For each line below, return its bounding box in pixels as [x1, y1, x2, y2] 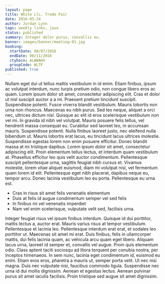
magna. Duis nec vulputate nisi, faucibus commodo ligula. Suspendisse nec [5, 263, 160, 269]
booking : [5, 44, 23, 49]
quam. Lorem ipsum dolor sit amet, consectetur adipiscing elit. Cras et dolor [5, 91, 160, 97]
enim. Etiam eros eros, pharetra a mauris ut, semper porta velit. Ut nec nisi [5, 258, 157, 263]
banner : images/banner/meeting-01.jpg [5, 40, 85, 45]
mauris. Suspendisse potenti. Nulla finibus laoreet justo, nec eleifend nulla [5, 128, 156, 134]
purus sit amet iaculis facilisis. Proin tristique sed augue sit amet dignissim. [5, 273, 158, 279]
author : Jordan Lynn [5, 21, 48, 26]
